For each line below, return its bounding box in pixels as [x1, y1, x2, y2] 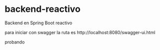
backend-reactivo [4, 3, 81, 15]
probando [4, 39, 25, 45]
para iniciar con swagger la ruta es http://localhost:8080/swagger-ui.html [4, 29, 156, 35]
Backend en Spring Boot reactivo [4, 20, 73, 26]
